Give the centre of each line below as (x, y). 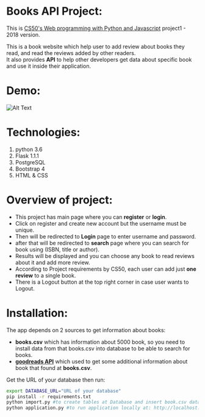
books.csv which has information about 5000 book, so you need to (100, 342)
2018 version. (23, 34)
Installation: (37, 313)
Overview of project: (59, 200)
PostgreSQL (30, 162)
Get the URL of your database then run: (56, 380)
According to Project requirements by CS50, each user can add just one (106, 269)
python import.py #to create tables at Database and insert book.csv (97, 402)
